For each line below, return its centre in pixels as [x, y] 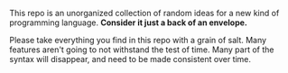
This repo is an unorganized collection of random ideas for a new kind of [144, 13]
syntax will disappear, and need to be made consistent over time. [130, 59]
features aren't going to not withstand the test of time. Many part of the [142, 50]
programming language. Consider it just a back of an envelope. [129, 23]
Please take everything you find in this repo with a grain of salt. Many [138, 40]
